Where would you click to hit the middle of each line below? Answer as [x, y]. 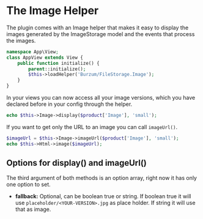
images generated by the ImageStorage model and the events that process [101, 34]
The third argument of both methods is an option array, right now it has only [102, 177]
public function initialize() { [58, 63]
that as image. [33, 209]
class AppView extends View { [45, 58]
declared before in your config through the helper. [69, 104]
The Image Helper [53, 11]
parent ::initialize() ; [57, 69]
